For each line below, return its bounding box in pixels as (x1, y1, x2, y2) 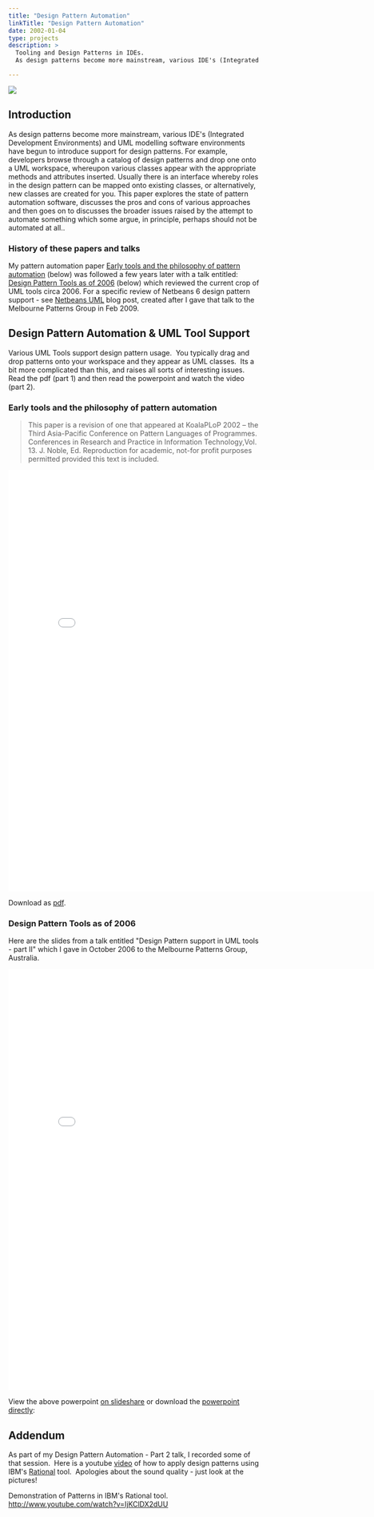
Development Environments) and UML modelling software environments (8, 138, 245, 147)
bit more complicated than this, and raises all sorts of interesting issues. (8, 365, 245, 375)
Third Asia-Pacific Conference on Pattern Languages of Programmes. (27, 429, 257, 439)
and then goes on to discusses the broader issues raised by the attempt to (8, 206, 253, 215)
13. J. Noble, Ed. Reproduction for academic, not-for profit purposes (27, 446, 253, 456)
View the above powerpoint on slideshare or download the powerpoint (8, 1397, 240, 1407)
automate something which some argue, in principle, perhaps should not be (8, 214, 257, 224)
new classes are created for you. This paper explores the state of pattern (8, 189, 249, 199)
